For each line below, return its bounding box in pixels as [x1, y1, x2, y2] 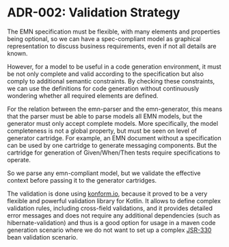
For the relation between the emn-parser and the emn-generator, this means [7, 105, 223, 113]
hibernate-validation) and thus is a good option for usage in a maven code [7, 218, 216, 226]
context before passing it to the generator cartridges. [7, 176, 157, 184]
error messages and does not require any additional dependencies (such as [7, 211, 221, 220]
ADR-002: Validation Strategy [7, 5, 180, 21]
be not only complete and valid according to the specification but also [7, 70, 204, 78]
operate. [7, 155, 31, 164]
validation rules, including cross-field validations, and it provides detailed [7, 204, 213, 212]
